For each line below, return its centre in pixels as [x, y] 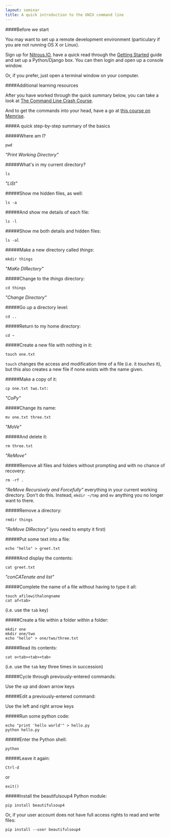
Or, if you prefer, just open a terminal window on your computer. [72, 75]
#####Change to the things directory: [45, 278]
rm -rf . [15, 480]
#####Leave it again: [27, 758]
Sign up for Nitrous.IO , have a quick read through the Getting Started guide [84, 55]
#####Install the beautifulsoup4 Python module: [56, 796]
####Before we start [27, 29]
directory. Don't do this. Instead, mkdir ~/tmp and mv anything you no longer [84, 495]
